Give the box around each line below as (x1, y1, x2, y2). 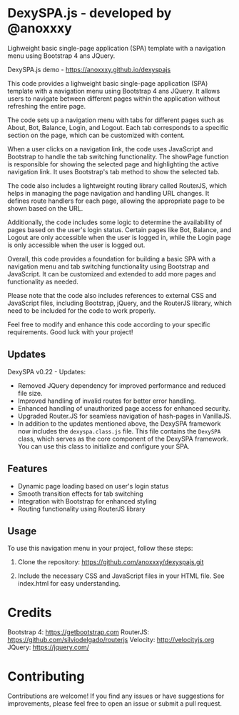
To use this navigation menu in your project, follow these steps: (7, 544, 193, 553)
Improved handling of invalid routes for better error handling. (17, 396, 196, 405)
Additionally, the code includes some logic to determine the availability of (7, 218, 223, 226)
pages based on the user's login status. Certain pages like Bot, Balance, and (7, 225, 232, 234)
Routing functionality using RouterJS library (17, 504, 146, 513)
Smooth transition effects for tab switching (17, 489, 144, 498)
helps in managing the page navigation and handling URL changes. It (7, 189, 210, 197)
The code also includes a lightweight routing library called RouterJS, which (7, 181, 227, 190)
